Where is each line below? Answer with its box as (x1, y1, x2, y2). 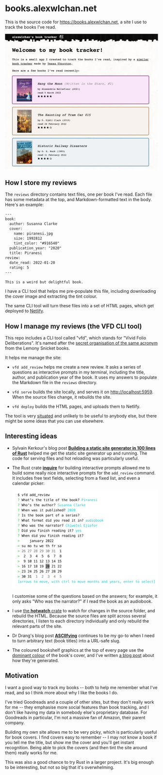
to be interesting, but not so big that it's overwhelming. (5, 764, 114, 770)
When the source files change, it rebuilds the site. (12, 394, 112, 400)
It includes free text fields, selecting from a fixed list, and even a (12, 475, 141, 481)
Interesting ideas (5, 432, 57, 440)
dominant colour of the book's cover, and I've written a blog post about (12, 652, 154, 658)
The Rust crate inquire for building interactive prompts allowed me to (12, 465, 150, 471)
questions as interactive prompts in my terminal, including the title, (12, 369, 145, 375)
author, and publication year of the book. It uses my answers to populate (12, 374, 157, 380)
